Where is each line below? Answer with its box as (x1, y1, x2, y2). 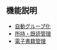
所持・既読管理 (14, 30, 51, 37)
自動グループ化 (14, 23, 51, 30)
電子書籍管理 (14, 37, 46, 45)
